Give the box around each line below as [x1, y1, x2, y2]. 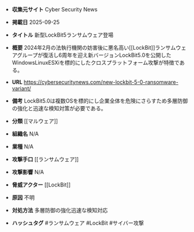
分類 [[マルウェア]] [11, 117, 58, 125]
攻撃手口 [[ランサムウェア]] [11, 156, 79, 162]
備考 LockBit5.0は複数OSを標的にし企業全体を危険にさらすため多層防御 [11, 97, 188, 104]
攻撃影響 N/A [11, 168, 44, 176]
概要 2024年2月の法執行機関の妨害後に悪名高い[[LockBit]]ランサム [11, 44, 176, 51]
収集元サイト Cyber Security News [11, 6, 98, 13]
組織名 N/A [11, 130, 39, 137]
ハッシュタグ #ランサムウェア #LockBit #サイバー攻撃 [11, 219, 144, 227]
